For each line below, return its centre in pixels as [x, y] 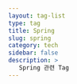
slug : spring [30, 38]
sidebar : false [33, 53]
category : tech [33, 46]
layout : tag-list [37, 16]
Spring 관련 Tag [44, 68]
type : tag [25, 23]
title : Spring [32, 30]
